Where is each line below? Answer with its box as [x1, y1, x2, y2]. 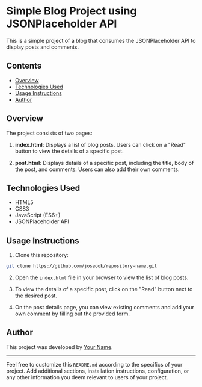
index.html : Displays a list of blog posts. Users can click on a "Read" [14, 141, 186, 148]
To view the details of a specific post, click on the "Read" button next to [14, 286, 193, 293]
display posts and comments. [6, 43, 79, 51]
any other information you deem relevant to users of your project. [6, 373, 168, 380]
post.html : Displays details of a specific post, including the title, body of [14, 159, 194, 166]
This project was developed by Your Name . [6, 343, 113, 350]
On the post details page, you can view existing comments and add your [14, 304, 194, 311]
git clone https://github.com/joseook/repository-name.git [6, 263, 158, 269]
